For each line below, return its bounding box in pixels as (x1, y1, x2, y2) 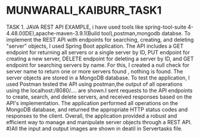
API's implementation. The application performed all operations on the (6, 99, 179, 106)
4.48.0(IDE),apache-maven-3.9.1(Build (6, 29, 100, 36)
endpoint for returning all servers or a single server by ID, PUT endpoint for (6, 48, 190, 56)
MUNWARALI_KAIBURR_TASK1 (6, 4, 162, 17)
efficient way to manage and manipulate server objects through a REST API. (6, 118, 192, 125)
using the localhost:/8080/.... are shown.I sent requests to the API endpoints (6, 87, 193, 94)
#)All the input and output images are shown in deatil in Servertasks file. (6, 125, 183, 132)
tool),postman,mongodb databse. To (101, 29, 191, 36)
